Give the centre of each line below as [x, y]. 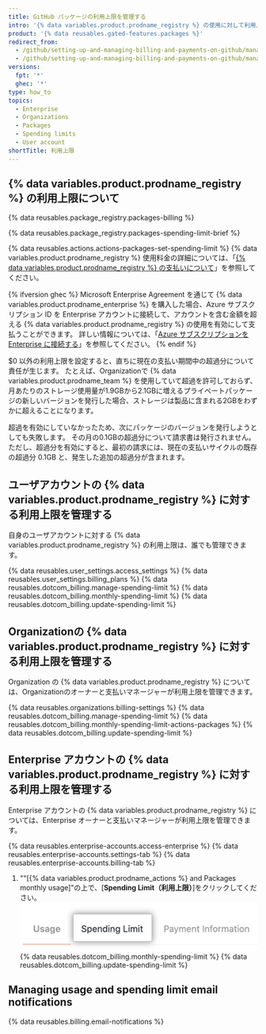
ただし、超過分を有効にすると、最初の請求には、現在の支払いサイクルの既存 [133, 448]
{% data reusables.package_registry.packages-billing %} [101, 217]
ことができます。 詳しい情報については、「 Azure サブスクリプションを [135, 334]
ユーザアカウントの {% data [76, 484]
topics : [21, 100]
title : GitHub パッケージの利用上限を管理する [77, 17]
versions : [25, 67]
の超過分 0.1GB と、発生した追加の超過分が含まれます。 [99, 457]
